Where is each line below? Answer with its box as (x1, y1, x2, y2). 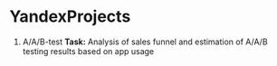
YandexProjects (9, 6, 131, 27)
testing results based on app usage (22, 45, 155, 56)
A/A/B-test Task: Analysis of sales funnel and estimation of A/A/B (22, 36, 269, 47)
